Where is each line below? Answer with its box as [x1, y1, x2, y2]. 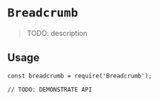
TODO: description [26, 28, 88, 38]
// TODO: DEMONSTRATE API [7, 85, 92, 93]
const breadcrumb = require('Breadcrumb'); [7, 72, 153, 80]
